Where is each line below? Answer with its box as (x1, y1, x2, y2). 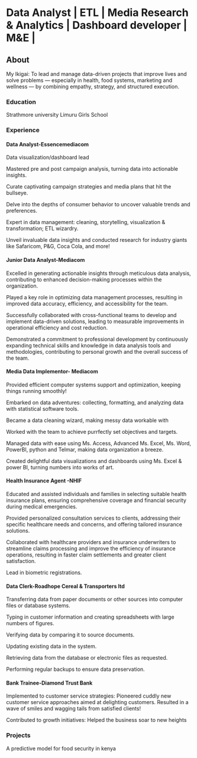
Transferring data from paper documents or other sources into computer (6, 596, 183, 603)
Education (6, 98, 37, 106)
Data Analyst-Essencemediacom (6, 140, 89, 148)
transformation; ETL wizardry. (6, 225, 79, 232)
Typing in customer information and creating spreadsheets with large (6, 613, 175, 621)
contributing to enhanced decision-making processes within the (6, 276, 162, 283)
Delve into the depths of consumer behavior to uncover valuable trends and (6, 201, 190, 208)
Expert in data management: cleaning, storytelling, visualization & (6, 219, 166, 226)
